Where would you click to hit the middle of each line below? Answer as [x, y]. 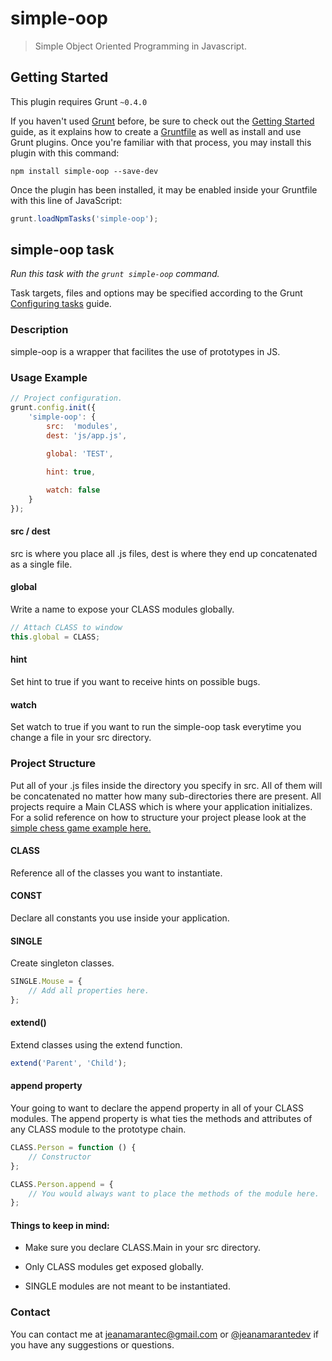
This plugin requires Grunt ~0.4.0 [79, 101]
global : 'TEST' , [80, 454]
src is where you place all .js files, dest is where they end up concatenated [164, 553]
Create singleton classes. [62, 963]
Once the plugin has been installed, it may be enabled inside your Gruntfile [164, 189]
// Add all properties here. [89, 991]
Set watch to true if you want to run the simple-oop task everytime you [156, 727]
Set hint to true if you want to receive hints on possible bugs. [135, 682]
